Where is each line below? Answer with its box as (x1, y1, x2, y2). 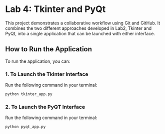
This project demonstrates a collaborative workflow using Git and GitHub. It (5, 20, 160, 26)
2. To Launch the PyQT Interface (5, 103, 85, 110)
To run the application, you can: (5, 58, 70, 64)
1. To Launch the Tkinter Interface (5, 71, 88, 78)
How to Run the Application (5, 45, 92, 53)
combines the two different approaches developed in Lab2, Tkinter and (5, 25, 151, 31)
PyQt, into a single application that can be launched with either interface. (5, 30, 155, 36)
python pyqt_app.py (5, 125, 46, 130)
